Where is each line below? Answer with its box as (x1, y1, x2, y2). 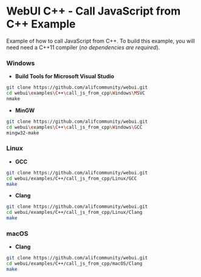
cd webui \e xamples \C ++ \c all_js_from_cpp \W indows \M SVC (6, 90, 146, 97)
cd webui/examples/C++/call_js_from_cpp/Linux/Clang (6, 210, 143, 216)
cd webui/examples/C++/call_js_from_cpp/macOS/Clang (6, 261, 143, 267)
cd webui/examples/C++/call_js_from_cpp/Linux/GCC (6, 175, 137, 182)
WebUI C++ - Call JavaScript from (6, 4, 181, 18)
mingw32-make (6, 129, 39, 136)
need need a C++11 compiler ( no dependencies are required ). (6, 44, 160, 51)
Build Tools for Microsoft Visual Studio (15, 73, 114, 80)
